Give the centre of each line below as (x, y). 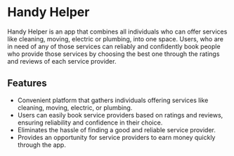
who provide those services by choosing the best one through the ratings (113, 54)
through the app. (42, 145)
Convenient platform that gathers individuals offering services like (113, 100)
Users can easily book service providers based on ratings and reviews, (120, 115)
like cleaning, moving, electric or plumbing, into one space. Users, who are (115, 38)
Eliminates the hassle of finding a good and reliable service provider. (116, 129)
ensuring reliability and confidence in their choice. (90, 122)
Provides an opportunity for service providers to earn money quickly (116, 137)
